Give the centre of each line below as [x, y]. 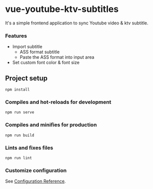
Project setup [27, 78]
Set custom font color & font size [46, 63]
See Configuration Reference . [36, 181]
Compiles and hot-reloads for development [58, 102]
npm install [17, 90]
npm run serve [20, 112]
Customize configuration [36, 170]
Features [16, 36]
